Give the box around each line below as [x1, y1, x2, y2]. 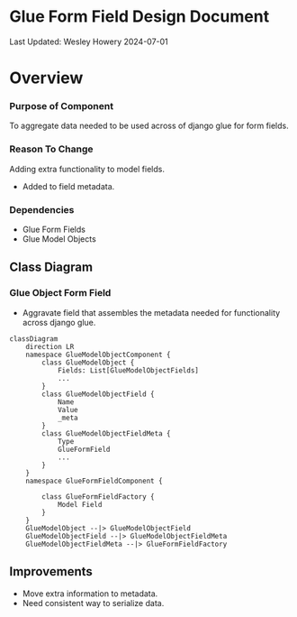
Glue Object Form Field [9, 287, 112, 299]
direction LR [25, 342, 75, 351]
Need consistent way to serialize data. [22, 597, 165, 608]
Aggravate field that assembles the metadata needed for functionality [22, 307, 281, 318]
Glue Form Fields [22, 224, 85, 235]
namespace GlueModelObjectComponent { [25, 350, 171, 359]
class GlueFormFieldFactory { [41, 492, 155, 502]
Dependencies [9, 203, 75, 216]
